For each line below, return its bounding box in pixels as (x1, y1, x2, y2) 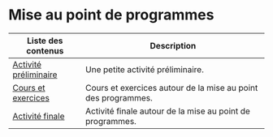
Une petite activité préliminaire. (84, 63, 205, 75)
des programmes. (84, 92, 153, 103)
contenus (26, 45, 64, 56)
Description (149, 40, 197, 51)
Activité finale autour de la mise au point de (84, 105, 250, 117)
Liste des (27, 35, 63, 46)
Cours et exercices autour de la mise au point (84, 82, 258, 93)
